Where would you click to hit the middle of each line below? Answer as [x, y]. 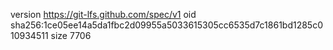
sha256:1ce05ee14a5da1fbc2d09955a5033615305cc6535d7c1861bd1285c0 [166, 25]
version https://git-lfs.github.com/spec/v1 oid [103, 14]
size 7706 [71, 35]
